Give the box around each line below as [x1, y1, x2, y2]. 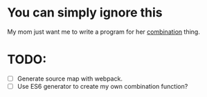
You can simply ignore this [7, 5, 163, 21]
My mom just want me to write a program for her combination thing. [7, 28, 201, 36]
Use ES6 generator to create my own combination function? [17, 82, 188, 90]
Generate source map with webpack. [17, 74, 123, 83]
